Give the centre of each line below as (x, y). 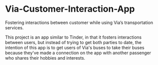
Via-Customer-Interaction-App (70, 9)
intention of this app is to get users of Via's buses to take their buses (75, 47)
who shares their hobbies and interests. (45, 58)
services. (14, 27)
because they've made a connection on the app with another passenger (78, 53)
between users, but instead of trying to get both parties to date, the (73, 42)
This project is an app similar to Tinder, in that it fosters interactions (73, 37)
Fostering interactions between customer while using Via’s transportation (79, 22)
